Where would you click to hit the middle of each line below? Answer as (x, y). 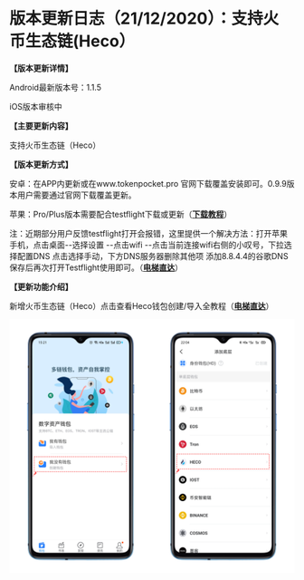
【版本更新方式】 (41, 164)
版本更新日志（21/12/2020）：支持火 (144, 19)
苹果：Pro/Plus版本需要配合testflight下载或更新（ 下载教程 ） (121, 214)
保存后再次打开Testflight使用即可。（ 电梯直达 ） (96, 267)
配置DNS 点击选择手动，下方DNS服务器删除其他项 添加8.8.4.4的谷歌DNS (152, 256)
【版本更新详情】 (41, 68)
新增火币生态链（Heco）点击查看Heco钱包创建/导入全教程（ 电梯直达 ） (142, 305)
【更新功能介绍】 (41, 286)
